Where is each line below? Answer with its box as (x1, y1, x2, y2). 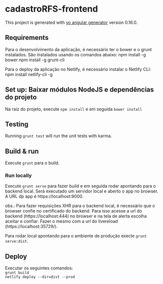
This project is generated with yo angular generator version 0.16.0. (5, 19, 138, 25)
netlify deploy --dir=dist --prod (5, 275, 75, 280)
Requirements (5, 34, 49, 42)
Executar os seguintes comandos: (5, 265, 73, 271)
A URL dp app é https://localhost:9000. (5, 194, 84, 199)
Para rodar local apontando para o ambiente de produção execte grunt (5, 233, 147, 239)
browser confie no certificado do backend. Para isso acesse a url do (5, 208, 142, 214)
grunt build (5, 270, 29, 275)
